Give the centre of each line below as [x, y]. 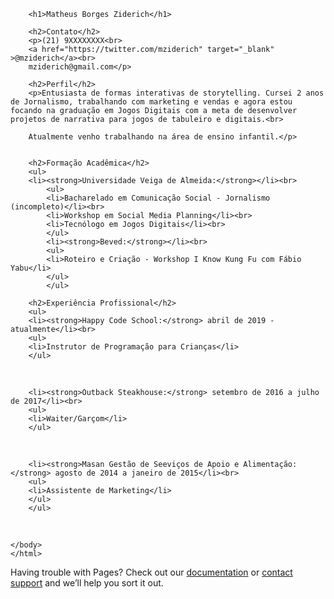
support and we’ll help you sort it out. [87, 583]
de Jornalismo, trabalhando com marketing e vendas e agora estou [151, 102]
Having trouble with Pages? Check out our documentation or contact [151, 572]
